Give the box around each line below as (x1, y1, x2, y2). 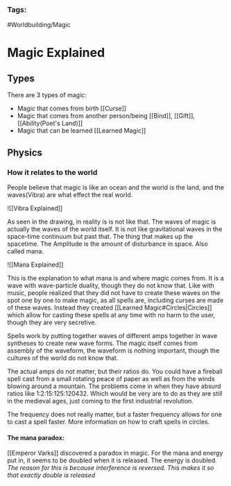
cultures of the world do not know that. (7, 353, 119, 362)
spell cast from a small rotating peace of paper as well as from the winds (7, 374, 215, 383)
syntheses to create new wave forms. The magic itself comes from (7, 339, 198, 347)
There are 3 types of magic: (7, 91, 87, 99)
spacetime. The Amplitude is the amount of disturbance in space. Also (7, 240, 208, 248)
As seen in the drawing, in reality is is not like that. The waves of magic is (7, 217, 216, 226)
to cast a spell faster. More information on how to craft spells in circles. (7, 417, 210, 426)
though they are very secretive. (7, 318, 97, 326)
